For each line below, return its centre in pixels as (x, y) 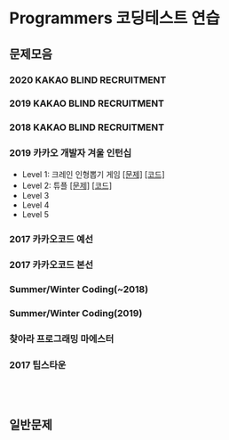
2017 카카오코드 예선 (51, 239)
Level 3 (36, 195)
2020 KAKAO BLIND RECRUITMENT (88, 79)
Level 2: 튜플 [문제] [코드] (67, 185)
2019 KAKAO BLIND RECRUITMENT (87, 103)
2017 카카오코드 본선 (51, 265)
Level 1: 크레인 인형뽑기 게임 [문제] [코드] (93, 174)
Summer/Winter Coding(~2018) (79, 289)
